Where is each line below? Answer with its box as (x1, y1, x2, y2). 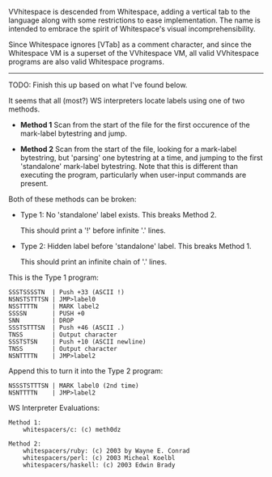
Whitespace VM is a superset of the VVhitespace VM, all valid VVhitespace (8, 49, 259, 57)
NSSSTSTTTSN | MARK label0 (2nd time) (8, 382, 139, 390)
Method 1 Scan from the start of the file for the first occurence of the (19, 120, 251, 129)
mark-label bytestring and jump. (19, 129, 127, 138)
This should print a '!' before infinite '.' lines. (19, 226, 166, 235)
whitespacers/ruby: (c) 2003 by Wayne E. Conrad (23, 447, 190, 455)
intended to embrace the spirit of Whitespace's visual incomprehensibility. (8, 24, 257, 33)
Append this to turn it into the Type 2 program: (8, 366, 164, 375)
